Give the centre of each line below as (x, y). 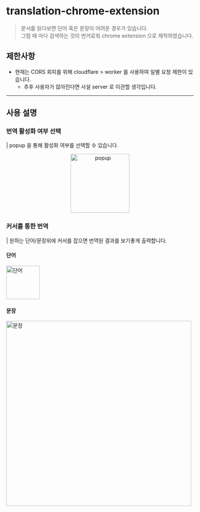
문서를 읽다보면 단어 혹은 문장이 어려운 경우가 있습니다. (84, 28)
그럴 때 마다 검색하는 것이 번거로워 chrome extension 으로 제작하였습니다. (107, 35)
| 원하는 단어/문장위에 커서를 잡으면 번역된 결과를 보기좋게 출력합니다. (87, 240)
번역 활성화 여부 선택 (34, 131)
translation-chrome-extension (83, 11)
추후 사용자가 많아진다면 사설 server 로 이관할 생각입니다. (90, 86)
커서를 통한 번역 (27, 226)
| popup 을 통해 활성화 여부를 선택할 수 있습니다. (62, 145)
